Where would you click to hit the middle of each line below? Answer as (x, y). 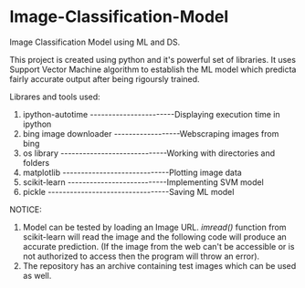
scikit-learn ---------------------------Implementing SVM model (143, 182)
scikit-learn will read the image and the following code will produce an (155, 237)
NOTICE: (26, 209)
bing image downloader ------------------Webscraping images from (151, 133)
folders (36, 162)
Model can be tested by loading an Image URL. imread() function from (154, 227)
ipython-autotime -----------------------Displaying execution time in (151, 114)
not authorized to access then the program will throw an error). (141, 256)
